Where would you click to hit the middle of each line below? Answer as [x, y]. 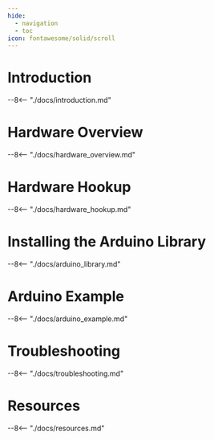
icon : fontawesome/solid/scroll [61, 38]
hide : [16, 16]
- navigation [36, 23]
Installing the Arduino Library [107, 242]
